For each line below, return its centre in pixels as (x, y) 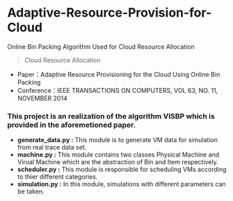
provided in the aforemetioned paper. (72, 125)
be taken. (31, 191)
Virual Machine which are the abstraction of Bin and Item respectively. (118, 162)
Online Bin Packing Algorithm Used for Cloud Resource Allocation (101, 46)
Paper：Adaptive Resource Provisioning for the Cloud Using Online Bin (119, 74)
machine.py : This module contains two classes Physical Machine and (118, 155)
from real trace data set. (52, 148)
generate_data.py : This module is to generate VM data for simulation (117, 140)
